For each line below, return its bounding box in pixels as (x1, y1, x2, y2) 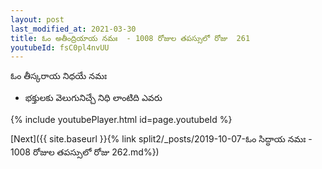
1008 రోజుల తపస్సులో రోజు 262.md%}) (10, 146, 160, 158)
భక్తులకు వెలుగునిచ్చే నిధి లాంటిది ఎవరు (24, 92, 163, 104)
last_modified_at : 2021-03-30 (10, 24, 137, 34)
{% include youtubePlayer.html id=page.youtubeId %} (10, 114, 233, 126)
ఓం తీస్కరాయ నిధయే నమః (10, 70, 108, 82)
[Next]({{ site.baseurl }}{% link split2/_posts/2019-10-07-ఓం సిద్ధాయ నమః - (10, 133, 313, 145)
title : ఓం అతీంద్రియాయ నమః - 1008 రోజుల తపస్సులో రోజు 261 (10, 33, 251, 43)
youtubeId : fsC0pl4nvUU (10, 42, 110, 53)
